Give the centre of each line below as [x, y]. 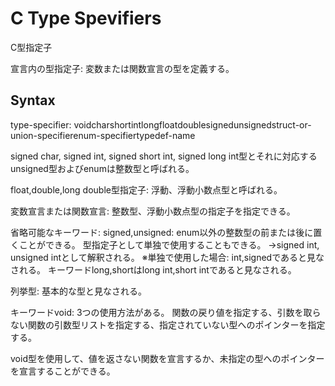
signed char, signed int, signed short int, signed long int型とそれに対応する [164, 156]
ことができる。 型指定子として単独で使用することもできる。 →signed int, [169, 244]
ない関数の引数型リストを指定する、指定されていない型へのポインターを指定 [168, 324]
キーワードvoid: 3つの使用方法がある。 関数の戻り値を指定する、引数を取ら [166, 312]
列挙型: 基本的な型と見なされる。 [78, 291]
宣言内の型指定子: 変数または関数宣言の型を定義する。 [122, 68]
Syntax [33, 100]
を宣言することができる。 [63, 371]
